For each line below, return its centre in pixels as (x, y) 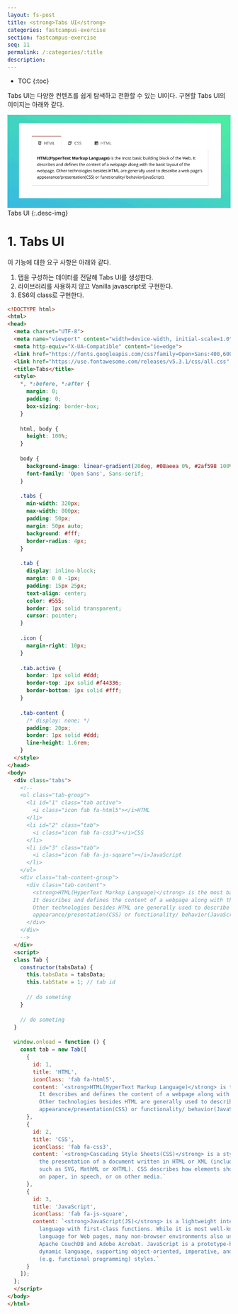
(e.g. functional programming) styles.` (99, 1259)
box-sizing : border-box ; (63, 406)
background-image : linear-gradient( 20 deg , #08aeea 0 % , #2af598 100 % (129, 466)
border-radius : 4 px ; (56, 541)
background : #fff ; (53, 533)
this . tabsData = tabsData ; (66, 975)
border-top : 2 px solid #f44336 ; (74, 683)
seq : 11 (19, 45)
